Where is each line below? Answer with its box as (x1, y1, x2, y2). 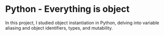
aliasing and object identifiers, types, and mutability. (5, 25, 113, 31)
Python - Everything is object (5, 3, 130, 15)
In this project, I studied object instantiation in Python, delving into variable (5, 20, 159, 26)
